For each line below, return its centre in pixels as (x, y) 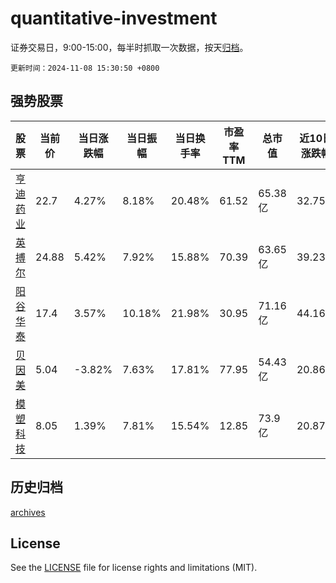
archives (28, 512)
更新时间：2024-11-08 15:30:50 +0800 (85, 68)
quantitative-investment (114, 18)
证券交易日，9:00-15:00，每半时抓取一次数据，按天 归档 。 (129, 47)
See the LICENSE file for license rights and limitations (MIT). (134, 568)
